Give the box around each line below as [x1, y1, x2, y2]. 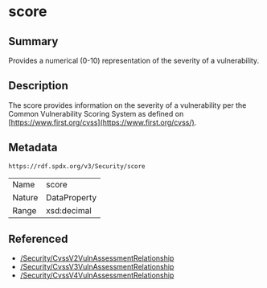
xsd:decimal [45, 204, 92, 216]
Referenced [8, 232, 68, 246]
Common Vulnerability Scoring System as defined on [8, 109, 184, 118]
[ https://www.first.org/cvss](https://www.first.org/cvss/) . [8, 117, 197, 127]
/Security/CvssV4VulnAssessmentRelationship [19, 270, 175, 280]
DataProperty [45, 191, 97, 203]
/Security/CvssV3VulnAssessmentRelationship [19, 262, 175, 272]
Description [8, 79, 68, 93]
